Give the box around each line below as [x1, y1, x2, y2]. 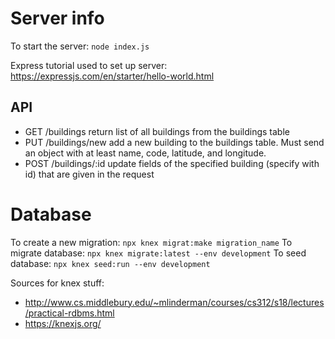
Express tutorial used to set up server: [10, 59, 168, 71]
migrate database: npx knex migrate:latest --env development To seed [10, 247, 307, 259]
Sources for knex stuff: [10, 277, 105, 289]
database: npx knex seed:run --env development [10, 257, 211, 269]
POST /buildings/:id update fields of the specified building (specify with [24, 157, 320, 169]
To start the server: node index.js [10, 40, 150, 52]
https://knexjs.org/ [24, 317, 102, 329]
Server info [10, 7, 105, 30]
